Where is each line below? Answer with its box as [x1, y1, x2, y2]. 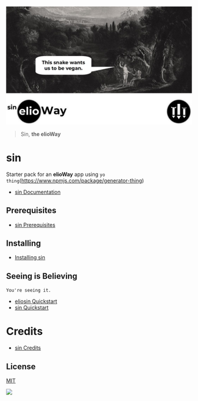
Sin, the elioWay [20, 131, 61, 138]
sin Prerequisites [14, 221, 56, 228]
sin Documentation [14, 188, 61, 195]
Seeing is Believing [6, 271, 78, 281]
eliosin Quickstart [14, 298, 58, 305]
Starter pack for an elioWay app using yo [6, 171, 105, 178]
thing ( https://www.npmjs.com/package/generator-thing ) [6, 177, 144, 184]
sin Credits [14, 344, 41, 351]
